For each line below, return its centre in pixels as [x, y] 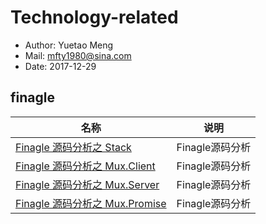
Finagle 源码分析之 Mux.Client [85, 166]
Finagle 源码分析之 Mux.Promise [91, 203]
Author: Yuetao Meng [69, 45]
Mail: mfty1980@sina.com [78, 55]
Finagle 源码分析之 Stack [73, 147]
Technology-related [94, 17]
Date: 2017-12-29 [60, 66]
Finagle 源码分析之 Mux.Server [87, 184]
